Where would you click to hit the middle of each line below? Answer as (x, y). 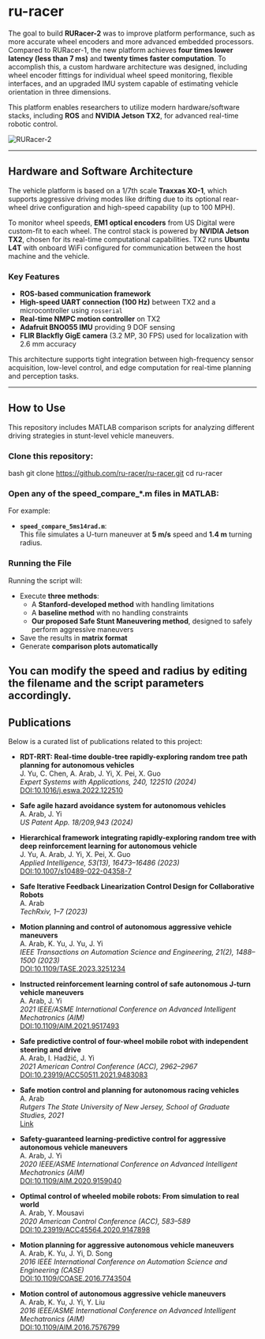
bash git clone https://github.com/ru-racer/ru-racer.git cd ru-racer (116, 473)
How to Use (37, 408)
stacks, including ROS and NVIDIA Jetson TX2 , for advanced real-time (123, 115)
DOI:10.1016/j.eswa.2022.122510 (71, 790)
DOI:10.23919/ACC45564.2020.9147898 (85, 1229)
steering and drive (50, 1049)
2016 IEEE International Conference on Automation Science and (123, 1262)
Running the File (40, 563)
